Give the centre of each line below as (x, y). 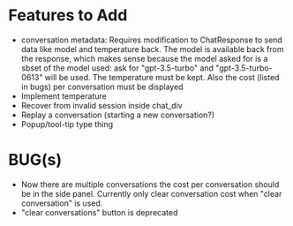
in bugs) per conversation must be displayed (102, 87)
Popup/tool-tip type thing (67, 124)
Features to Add (68, 15)
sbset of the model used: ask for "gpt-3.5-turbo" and (117, 68)
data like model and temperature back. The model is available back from (152, 49)
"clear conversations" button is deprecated (99, 212)
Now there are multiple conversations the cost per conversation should (150, 184)
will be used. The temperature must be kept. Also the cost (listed (162, 77)
